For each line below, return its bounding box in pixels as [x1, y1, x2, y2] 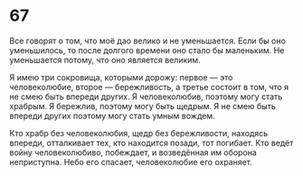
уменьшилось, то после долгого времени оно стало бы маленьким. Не [9, 44, 285, 55]
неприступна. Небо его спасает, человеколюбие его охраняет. [9, 156, 253, 167]
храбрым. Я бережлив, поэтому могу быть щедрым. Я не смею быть [9, 100, 276, 111]
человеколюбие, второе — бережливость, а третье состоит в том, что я [9, 81, 289, 92]
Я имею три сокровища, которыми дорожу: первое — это [9, 71, 233, 82]
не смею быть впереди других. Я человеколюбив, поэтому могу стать [9, 91, 283, 102]
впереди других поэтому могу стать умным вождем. [9, 110, 215, 121]
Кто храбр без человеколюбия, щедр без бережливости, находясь [9, 127, 269, 138]
